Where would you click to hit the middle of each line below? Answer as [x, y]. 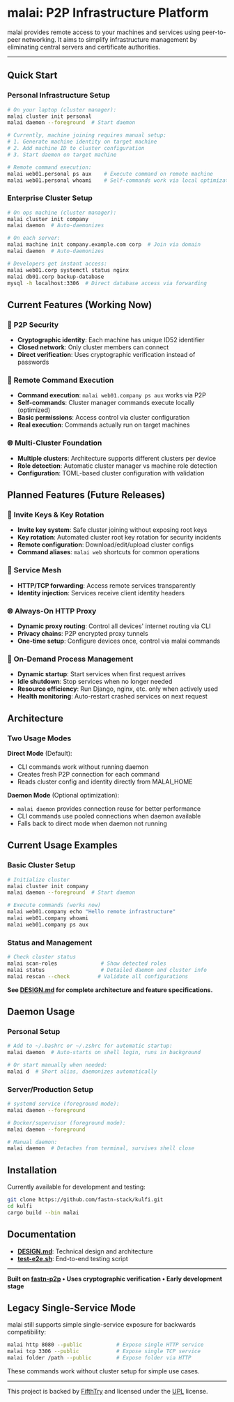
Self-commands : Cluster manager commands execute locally [106, 403]
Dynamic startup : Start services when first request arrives [101, 674]
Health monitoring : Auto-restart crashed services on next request [112, 696]
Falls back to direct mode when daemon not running [92, 823]
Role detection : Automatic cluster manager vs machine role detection [117, 466]
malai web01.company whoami [48, 918]
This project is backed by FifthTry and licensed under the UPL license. [108, 1391]
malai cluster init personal [49, 116]
